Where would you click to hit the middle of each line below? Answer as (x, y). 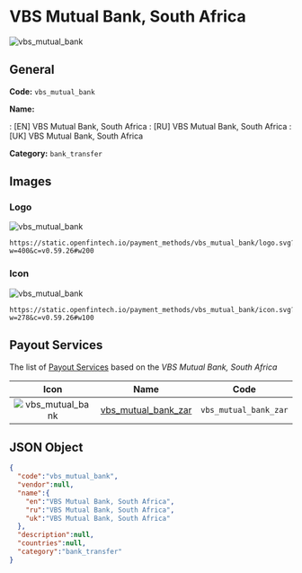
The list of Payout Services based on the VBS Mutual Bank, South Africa (143, 367)
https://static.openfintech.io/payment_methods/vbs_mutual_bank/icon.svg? (152, 309)
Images (31, 182)
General (32, 70)
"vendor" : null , (46, 485)
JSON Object (46, 447)
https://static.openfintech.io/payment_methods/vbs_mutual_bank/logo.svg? (152, 243)
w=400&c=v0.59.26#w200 (52, 251)
